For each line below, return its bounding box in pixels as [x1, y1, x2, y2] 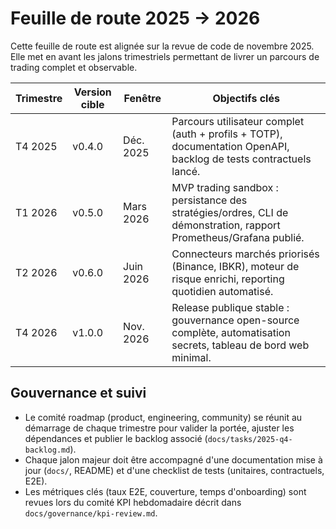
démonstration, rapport [171, 218, 281, 232]
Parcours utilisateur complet [171, 114, 305, 128]
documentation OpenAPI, [171, 139, 290, 153]
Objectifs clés [212, 91, 280, 105]
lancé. [171, 164, 201, 178]
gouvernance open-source [171, 313, 300, 327]
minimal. [171, 350, 212, 364]
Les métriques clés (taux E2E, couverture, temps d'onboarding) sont [24, 485, 307, 497]
